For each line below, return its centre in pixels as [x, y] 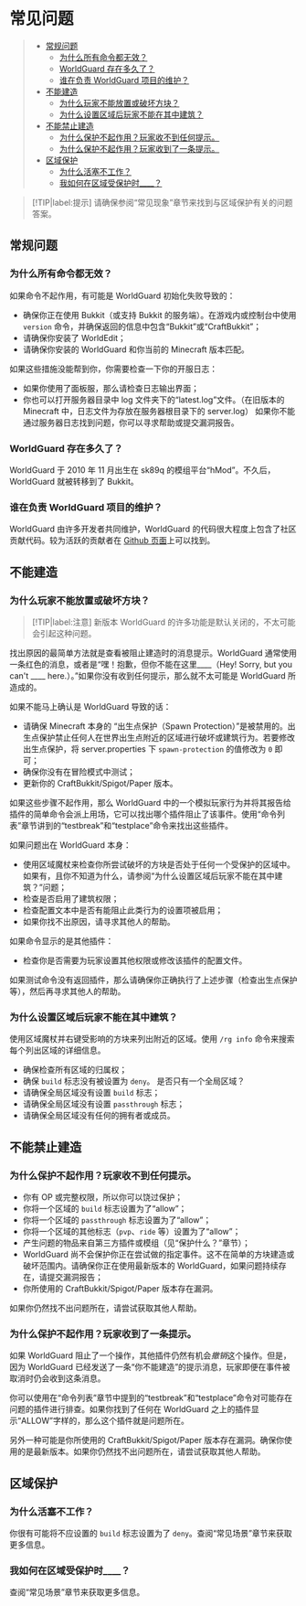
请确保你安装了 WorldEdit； [74, 337]
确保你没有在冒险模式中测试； [79, 771]
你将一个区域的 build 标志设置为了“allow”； [105, 1208]
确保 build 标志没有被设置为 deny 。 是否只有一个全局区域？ [133, 1081]
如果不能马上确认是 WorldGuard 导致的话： [90, 706]
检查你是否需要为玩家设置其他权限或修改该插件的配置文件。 [135, 960]
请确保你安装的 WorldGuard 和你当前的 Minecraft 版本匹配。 [136, 349]
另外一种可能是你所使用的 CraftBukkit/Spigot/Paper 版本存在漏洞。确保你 [147, 1440]
